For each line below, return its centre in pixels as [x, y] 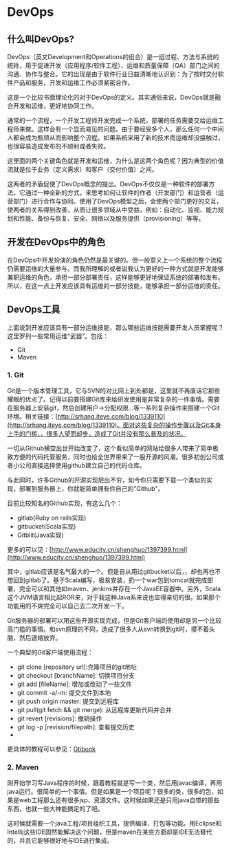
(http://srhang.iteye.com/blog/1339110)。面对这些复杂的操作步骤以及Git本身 [114, 425]
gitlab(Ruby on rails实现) [52, 518]
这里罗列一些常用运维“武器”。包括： [58, 336]
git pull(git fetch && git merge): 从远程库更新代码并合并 [94, 709]
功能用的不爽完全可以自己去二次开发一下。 [67, 606]
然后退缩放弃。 [40, 637]
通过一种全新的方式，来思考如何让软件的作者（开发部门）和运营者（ [121, 192]
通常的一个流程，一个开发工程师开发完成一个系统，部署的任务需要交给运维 [112, 120]
